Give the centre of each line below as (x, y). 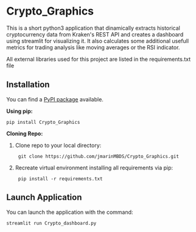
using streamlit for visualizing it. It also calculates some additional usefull (98, 41)
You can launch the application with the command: (70, 212)
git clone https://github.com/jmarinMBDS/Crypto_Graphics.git (99, 156)
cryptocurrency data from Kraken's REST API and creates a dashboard (95, 34)
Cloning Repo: (25, 133)
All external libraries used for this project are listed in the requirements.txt (98, 59)
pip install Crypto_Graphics (43, 122)
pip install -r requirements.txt (60, 179)
